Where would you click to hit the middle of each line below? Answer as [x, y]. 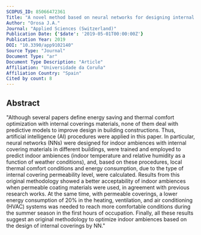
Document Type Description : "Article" [55, 62]
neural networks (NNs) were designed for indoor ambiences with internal [97, 143]
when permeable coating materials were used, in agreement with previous [98, 187]
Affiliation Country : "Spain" [44, 73]
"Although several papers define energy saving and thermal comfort [90, 117]
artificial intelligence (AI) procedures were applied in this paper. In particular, [100, 136]
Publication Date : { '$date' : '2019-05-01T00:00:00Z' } [75, 34]
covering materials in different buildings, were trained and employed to [94, 149]
